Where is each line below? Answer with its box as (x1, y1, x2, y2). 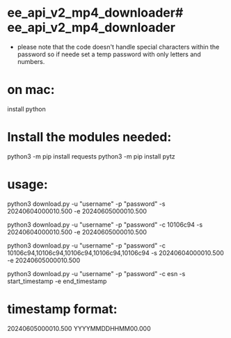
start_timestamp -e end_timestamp (7, 277, 107, 285)
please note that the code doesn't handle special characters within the (17, 42, 220, 51)
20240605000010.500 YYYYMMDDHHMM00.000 (7, 324, 151, 332)
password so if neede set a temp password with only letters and (17, 50, 202, 58)
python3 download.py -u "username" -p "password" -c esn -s (7, 269, 186, 277)
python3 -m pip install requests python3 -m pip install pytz (7, 152, 175, 161)
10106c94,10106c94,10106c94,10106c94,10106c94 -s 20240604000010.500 (7, 248, 224, 257)
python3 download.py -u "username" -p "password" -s (7, 200, 166, 208)
